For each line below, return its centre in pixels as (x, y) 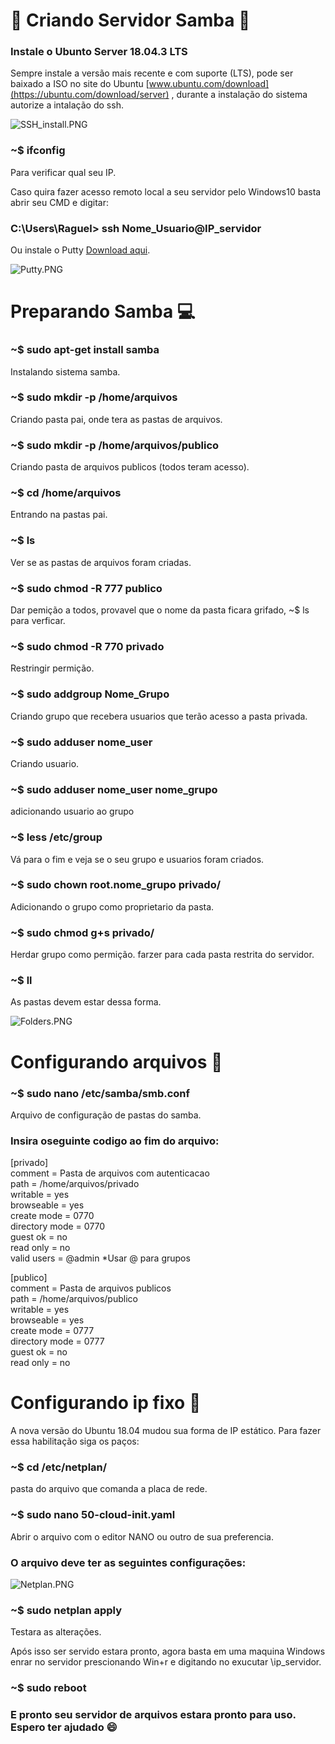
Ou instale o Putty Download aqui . (80, 250)
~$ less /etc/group (56, 837)
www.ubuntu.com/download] (209, 84)
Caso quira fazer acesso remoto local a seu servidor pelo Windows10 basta (166, 191)
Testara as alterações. (56, 1632)
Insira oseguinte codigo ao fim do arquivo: (115, 1141)
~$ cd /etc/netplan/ (59, 1467)
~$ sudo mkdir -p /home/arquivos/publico (115, 445)
